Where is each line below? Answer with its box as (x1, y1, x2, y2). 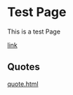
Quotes (7, 61, 41, 73)
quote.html (7, 80, 39, 88)
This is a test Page (7, 27, 61, 36)
